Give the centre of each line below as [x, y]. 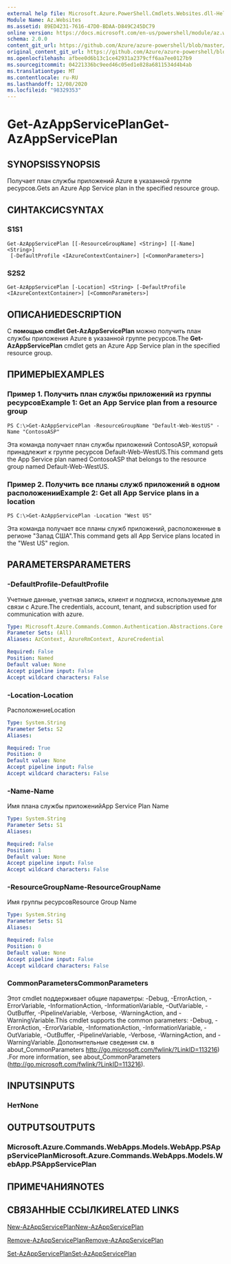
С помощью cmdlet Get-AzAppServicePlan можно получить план [104, 330]
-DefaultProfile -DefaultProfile [58, 584]
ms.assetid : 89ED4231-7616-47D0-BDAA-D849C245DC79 [81, 26]
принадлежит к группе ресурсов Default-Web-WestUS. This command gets [115, 452]
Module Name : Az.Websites [44, 20]
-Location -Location [40, 695]
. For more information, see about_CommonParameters [84, 1057]
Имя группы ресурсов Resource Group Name [72, 902]
